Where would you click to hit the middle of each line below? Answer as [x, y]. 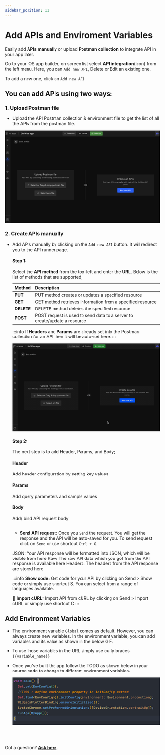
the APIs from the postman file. [43, 124]
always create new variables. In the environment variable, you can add [83, 636]
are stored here [28, 569]
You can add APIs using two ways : [59, 94]
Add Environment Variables [48, 619]
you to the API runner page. [40, 250]
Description [47, 288]
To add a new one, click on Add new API [45, 78]
